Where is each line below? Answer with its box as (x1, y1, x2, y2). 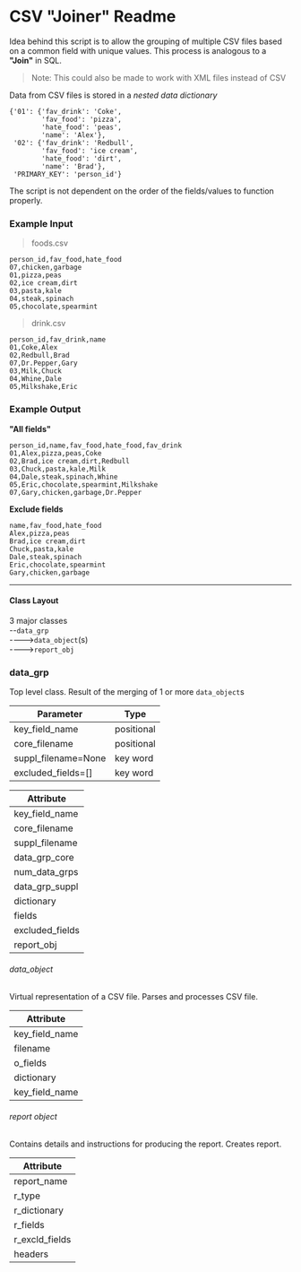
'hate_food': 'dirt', (41, 154, 123, 163)
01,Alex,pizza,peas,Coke (9, 448, 102, 458)
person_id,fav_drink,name (9, 335, 106, 344)
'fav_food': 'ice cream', (41, 146, 139, 155)
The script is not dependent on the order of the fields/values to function (9, 186, 275, 196)
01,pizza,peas (9, 271, 63, 280)
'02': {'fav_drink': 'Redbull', (13, 138, 134, 147)
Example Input (9, 217, 73, 229)
